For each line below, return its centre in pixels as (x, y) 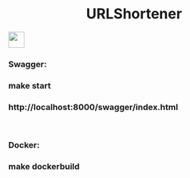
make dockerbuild (44, 166)
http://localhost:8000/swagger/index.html (93, 107)
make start (30, 85)
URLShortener (134, 14)
